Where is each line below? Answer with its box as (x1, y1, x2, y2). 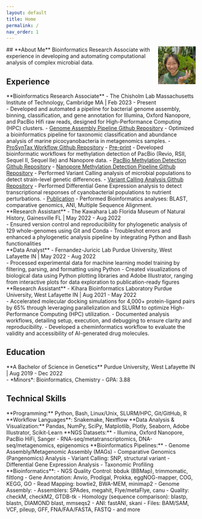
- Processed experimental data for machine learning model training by (6, 259, 180, 267)
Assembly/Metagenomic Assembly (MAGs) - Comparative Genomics (6, 448, 176, 455)
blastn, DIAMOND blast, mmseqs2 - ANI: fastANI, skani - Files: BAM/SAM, (6, 499, 189, 506)
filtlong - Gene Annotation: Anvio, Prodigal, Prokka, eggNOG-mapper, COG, (6, 474, 194, 481)
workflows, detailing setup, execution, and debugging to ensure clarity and (6, 317, 192, 324)
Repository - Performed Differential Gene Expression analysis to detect (6, 182, 182, 189)
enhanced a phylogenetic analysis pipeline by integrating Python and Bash (6, 234, 191, 241)
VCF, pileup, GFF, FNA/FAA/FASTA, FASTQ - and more (6, 506, 141, 513)
